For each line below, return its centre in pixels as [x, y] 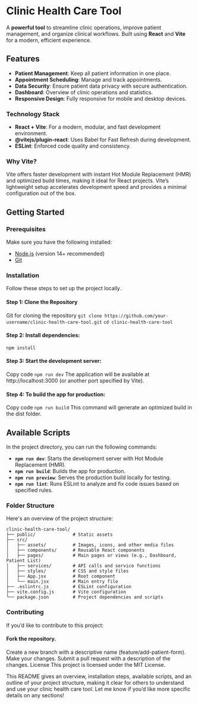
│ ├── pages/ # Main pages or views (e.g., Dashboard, [92, 555]
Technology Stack [33, 114]
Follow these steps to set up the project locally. [64, 288]
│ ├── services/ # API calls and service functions [84, 566]
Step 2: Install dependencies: [43, 336]
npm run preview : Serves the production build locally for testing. [93, 477]
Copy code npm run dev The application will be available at [78, 374]
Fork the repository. [31, 639]
